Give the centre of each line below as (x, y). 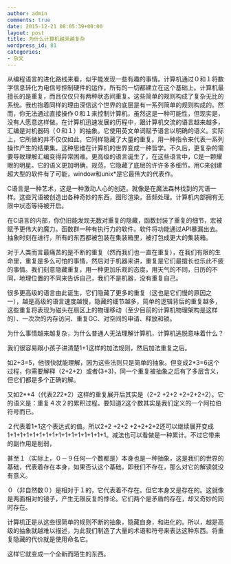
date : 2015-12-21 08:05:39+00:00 (55, 26)
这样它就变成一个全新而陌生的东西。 (58, 554)
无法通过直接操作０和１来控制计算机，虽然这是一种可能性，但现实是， (124, 113)
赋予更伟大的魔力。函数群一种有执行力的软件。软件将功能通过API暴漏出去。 (114, 229)
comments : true (29, 20)
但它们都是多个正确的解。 (43, 379)
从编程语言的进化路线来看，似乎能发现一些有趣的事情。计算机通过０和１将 (112, 79)
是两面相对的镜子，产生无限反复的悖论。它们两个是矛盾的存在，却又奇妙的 (112, 498)
